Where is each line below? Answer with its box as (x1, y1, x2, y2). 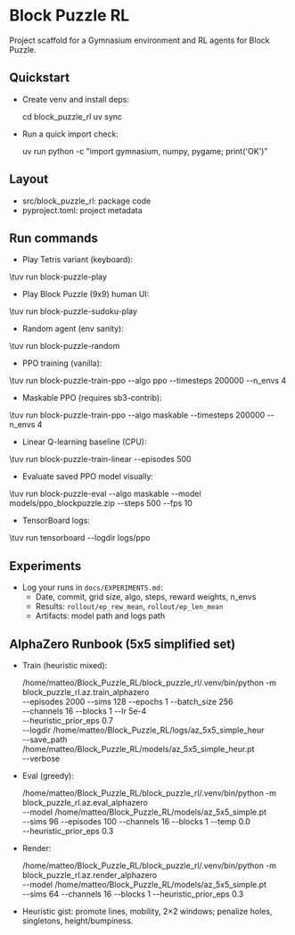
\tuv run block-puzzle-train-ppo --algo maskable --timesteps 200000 (9, 410, 266, 420)
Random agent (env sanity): (21, 323, 125, 335)
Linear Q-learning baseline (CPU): (21, 436, 147, 447)
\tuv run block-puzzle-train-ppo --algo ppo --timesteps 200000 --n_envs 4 (9, 376, 287, 386)
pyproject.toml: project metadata (21, 204, 143, 215)
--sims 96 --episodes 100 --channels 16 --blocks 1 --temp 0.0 (21, 816, 251, 826)
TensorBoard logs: (21, 515, 91, 526)
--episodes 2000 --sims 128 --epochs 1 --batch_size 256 (21, 697, 234, 707)
